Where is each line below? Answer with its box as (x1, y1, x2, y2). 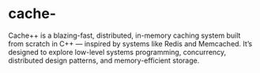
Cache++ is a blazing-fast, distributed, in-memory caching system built (8, 31, 241, 40)
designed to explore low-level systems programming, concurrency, (8, 47, 227, 57)
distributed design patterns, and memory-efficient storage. (8, 56, 200, 65)
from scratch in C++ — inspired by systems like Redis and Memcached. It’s (8, 38, 253, 48)
